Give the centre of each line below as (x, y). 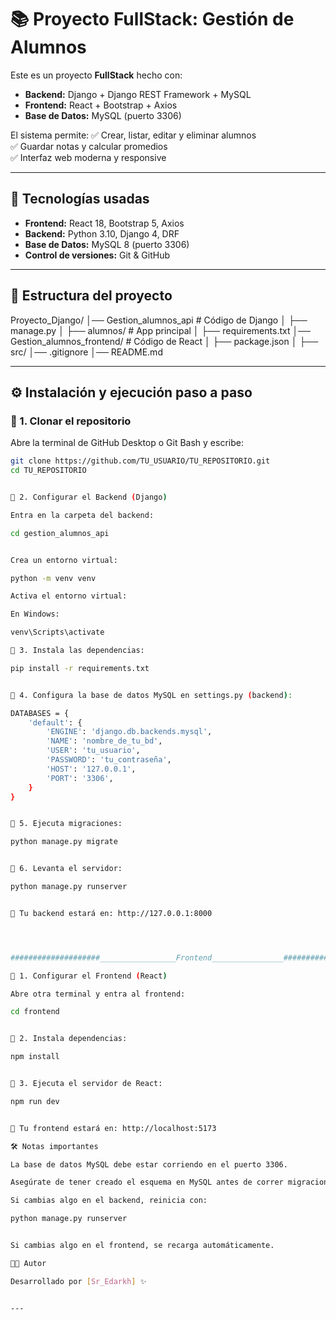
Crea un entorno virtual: (64, 560)
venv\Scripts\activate (57, 632)
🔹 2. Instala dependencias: (69, 1039)
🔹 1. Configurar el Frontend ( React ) (89, 976)
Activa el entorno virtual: (69, 596)
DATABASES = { (40, 713)
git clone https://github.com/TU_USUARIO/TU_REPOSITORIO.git (140, 461)
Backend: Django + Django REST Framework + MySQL (138, 94)
